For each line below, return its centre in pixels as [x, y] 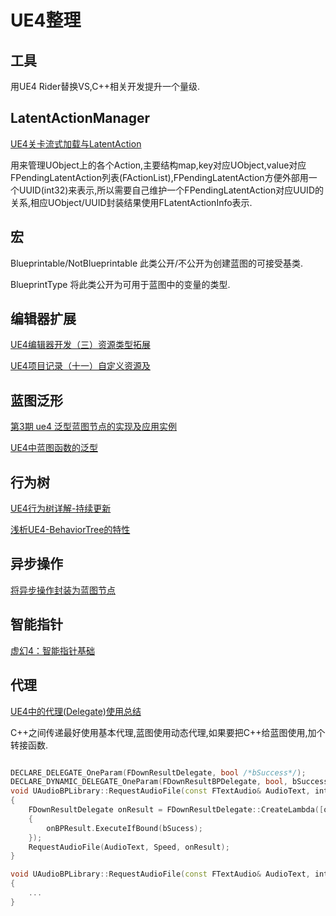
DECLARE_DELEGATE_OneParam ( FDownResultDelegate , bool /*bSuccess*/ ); [158, 772]
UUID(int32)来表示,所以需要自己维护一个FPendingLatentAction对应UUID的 [171, 190]
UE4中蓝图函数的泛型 [54, 448]
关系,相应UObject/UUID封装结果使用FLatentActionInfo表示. [131, 202]
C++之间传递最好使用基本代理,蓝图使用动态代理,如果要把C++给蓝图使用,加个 [168, 732]
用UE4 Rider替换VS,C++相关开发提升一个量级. [105, 86]
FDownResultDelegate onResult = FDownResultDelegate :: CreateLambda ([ [176, 810]
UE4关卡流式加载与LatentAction [76, 143]
